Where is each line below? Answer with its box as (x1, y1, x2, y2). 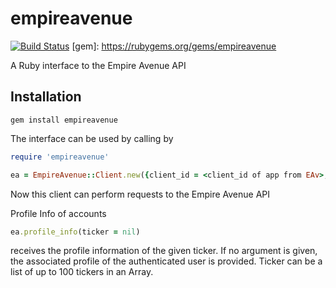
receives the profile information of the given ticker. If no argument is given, (10, 245, 318, 257)
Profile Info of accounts (10, 207, 107, 219)
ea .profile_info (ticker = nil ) (10, 227, 141, 237)
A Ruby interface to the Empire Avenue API (10, 59, 187, 71)
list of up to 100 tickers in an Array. (10, 266, 154, 278)
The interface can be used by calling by (10, 132, 174, 144)
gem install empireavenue (10, 115, 118, 125)
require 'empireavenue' (10, 152, 110, 162)
